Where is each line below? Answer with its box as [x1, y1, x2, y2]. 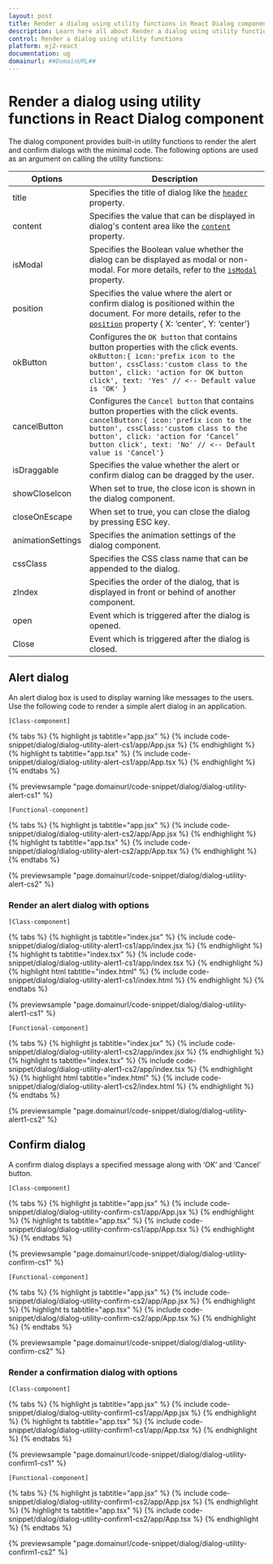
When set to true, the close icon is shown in [89, 482, 256, 494]
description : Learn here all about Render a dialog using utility [8, 27, 238, 35]
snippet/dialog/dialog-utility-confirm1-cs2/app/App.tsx [8, 1514, 192, 1524]
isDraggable [12, 464, 59, 476]
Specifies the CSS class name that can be [89, 552, 249, 564]
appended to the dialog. [89, 563, 180, 574]
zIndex [12, 586, 39, 598]
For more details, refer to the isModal [116, 264, 258, 275]
